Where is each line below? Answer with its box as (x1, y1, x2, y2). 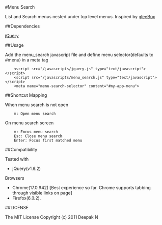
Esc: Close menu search (14, 134, 63, 139)
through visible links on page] (12, 190, 73, 196)
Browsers (5, 175, 25, 181)
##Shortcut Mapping (5, 92, 48, 98)
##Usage (5, 42, 24, 48)
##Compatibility (5, 147, 38, 152)
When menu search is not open (5, 102, 69, 108)
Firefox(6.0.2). (12, 195, 41, 201)
